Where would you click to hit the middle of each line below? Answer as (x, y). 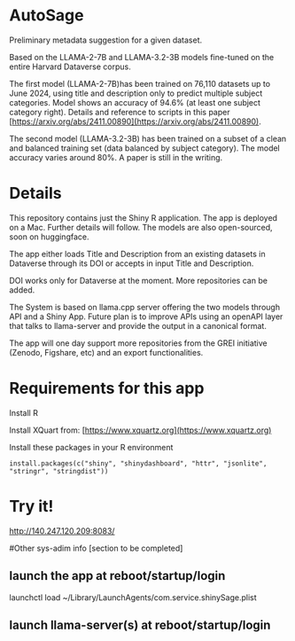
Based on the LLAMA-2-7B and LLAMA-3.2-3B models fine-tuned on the (142, 57)
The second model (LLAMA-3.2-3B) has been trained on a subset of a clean (148, 138)
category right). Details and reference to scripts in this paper (120, 112)
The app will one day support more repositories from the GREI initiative (138, 343)
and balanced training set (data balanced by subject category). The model (145, 148)
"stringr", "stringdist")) (59, 471)
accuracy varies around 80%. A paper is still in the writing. (116, 157)
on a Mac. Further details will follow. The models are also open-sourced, (141, 227)
